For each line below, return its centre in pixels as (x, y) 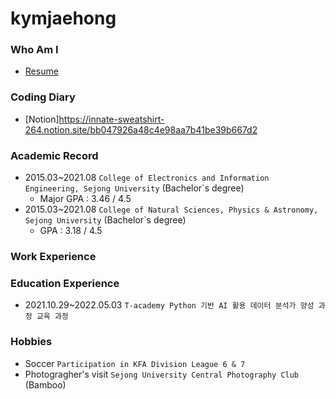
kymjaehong (63, 18)
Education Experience (65, 283)
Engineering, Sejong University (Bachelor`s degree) (134, 188)
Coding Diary (43, 97)
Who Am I (34, 50)
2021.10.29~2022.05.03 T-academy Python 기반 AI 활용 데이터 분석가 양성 (169, 305)
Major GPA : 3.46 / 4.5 (85, 199)
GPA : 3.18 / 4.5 (71, 231)
